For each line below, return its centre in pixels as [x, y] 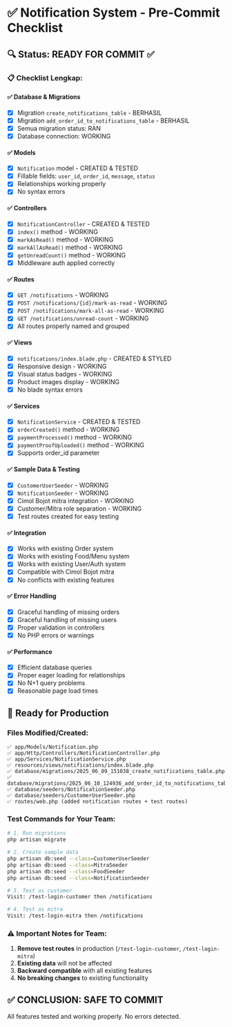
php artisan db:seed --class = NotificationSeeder [78, 878]
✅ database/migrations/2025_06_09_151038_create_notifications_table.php [116, 772]
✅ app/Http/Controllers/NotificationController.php [84, 753]
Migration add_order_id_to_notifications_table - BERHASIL [103, 120]
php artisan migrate [37, 840]
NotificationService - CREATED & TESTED [79, 422]
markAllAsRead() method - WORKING [70, 247]
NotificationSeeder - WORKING [63, 493]
